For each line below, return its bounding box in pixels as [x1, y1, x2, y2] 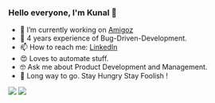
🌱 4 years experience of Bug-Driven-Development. [19, 33, 187, 43]
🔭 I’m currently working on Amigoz [19, 25, 134, 35]
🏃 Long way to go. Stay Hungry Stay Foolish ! [19, 71, 169, 81]
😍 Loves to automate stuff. [19, 54, 109, 63]
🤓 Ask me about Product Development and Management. [19, 63, 208, 72]
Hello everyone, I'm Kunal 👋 [8, 7, 117, 18]
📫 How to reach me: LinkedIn [19, 43, 118, 52]
